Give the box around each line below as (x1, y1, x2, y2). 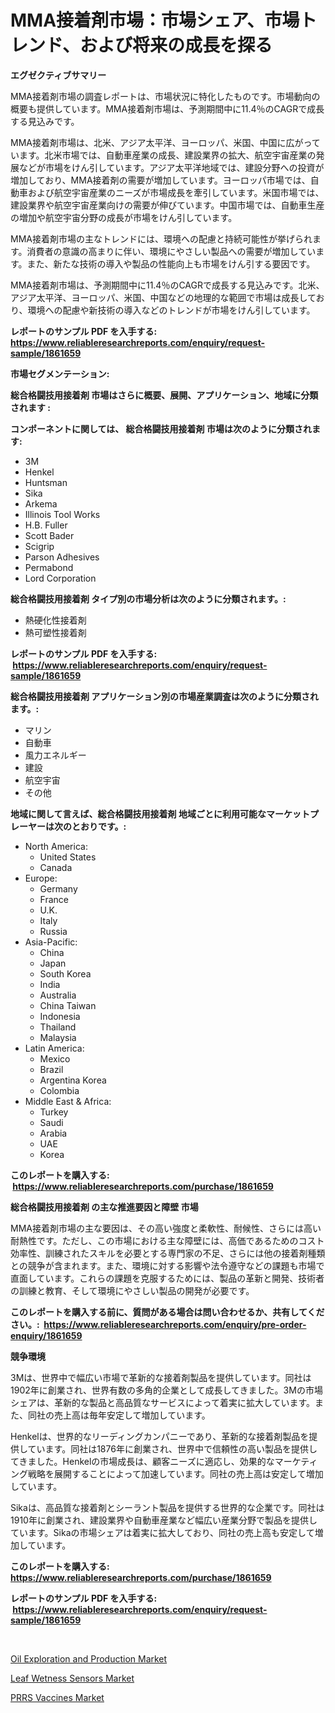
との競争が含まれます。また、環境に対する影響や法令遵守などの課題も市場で (10, 1259, 325, 1271)
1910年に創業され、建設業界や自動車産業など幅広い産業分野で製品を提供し (10, 1514, 318, 1526)
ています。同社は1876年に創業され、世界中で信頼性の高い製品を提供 (27, 1442, 310, 1455)
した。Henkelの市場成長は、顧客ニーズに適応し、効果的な (36, 1455, 275, 1467)
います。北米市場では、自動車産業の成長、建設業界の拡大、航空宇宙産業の (10, 149, 317, 161)
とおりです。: (71, 820, 127, 832)
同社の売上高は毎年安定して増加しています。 (27, 1409, 211, 1421)
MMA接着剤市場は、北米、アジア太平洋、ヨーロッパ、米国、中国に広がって (10, 136, 321, 148)
